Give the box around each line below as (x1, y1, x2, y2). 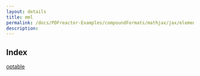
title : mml (6, 14, 33, 20)
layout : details (6, 8, 46, 15)
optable (6, 63, 25, 70)
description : (6, 25, 39, 31)
